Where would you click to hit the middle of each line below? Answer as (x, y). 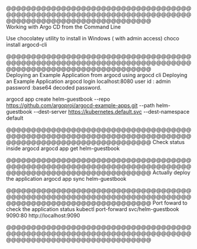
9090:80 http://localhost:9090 (43, 216)
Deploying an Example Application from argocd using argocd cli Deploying (97, 75)
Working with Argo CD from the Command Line (64, 27)
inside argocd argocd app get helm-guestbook (63, 148)
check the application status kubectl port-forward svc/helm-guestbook (93, 209)
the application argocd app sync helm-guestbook (66, 179)
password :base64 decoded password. (54, 87)
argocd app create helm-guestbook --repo (58, 99)
